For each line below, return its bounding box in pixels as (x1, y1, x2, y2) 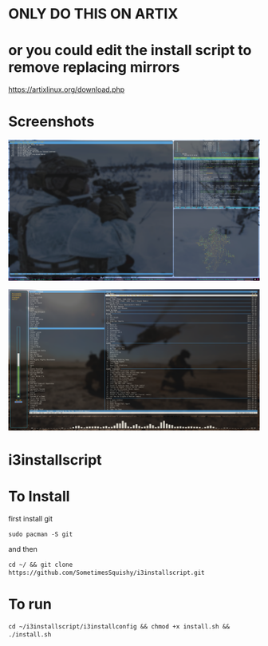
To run (8, 595, 52, 613)
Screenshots (8, 113, 95, 131)
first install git (8, 513, 53, 523)
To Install (8, 487, 70, 505)
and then (8, 544, 37, 553)
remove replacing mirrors (8, 58, 180, 77)
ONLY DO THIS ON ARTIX (8, 5, 179, 23)
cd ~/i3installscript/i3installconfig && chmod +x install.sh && (8, 622, 230, 631)
